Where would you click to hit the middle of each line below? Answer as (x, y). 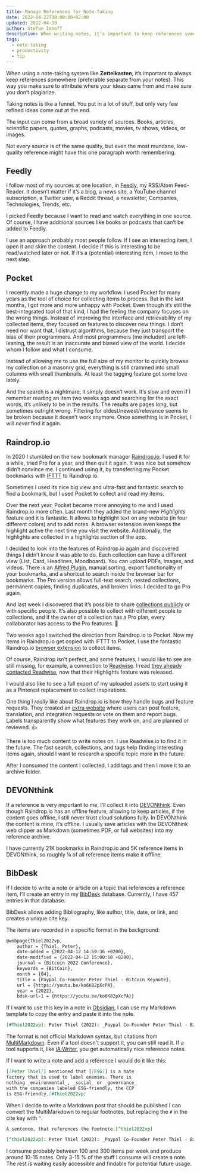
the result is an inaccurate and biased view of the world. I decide (106, 343)
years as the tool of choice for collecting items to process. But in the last (95, 299)
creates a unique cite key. (38, 918)
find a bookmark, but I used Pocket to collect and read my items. (85, 494)
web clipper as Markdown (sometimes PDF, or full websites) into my (90, 830)
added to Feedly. (27, 229)
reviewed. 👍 (22, 727)
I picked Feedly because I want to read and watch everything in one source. (99, 216)
